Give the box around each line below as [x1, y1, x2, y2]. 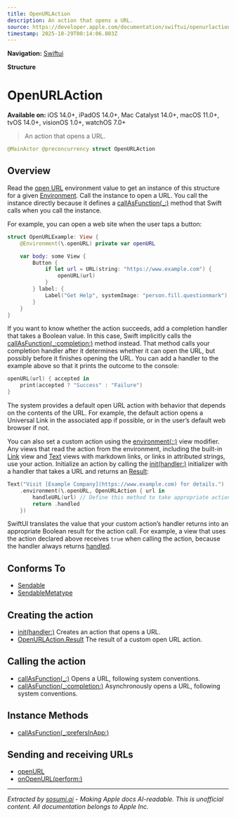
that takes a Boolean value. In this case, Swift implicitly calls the [7, 332, 192, 340]
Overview [7, 165, 51, 177]
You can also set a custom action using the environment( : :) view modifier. [7, 437, 220, 446]
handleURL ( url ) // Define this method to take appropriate [32, 493, 209, 501]
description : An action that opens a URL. [7, 17, 133, 24]
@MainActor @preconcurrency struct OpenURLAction [7, 146, 156, 153]
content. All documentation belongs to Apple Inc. [7, 803, 149, 811]
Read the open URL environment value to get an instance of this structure [7, 184, 220, 192]
